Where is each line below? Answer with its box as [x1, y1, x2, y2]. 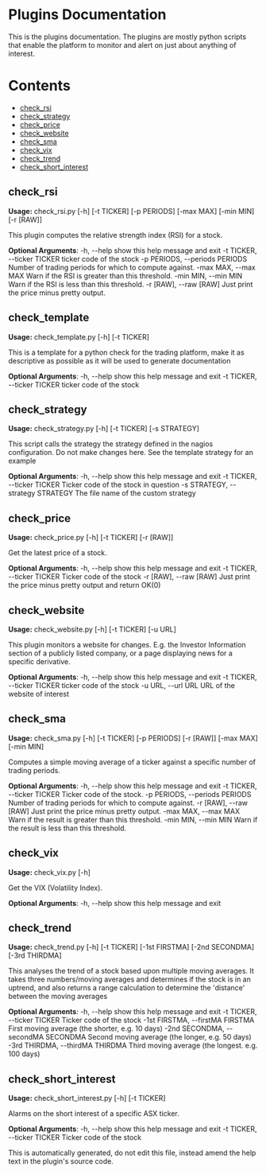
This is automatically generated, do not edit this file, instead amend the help [8, 1148, 256, 1158]
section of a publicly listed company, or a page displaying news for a [8, 648, 233, 658]
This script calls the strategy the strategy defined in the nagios [8, 439, 214, 449]
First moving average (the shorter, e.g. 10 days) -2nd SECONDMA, [8, 1024, 225, 1033]
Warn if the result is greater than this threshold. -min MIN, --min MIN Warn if [8, 814, 258, 824]
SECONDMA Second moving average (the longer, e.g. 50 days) [45, 1032, 252, 1042]
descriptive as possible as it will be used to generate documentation [8, 356, 231, 365]
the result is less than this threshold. [8, 823, 127, 833]
